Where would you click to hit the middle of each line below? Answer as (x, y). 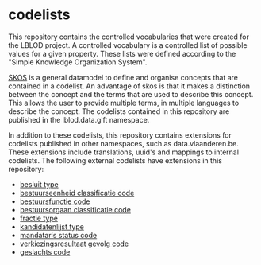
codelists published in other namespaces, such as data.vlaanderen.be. (124, 143)
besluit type (39, 184)
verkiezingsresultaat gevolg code (74, 244)
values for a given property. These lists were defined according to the (122, 53)
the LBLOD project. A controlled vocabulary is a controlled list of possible (128, 45)
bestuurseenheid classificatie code (77, 193)
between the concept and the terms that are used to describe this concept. (131, 94)
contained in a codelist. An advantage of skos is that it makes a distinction (129, 86)
